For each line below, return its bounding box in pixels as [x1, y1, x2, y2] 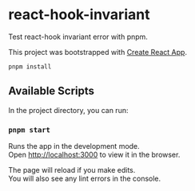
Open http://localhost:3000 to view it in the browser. [8, 150, 181, 160]
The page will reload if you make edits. [8, 166, 136, 175]
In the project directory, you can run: [8, 105, 129, 115]
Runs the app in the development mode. [8, 142, 140, 151]
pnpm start [8, 125, 50, 134]
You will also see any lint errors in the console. [8, 173, 161, 184]
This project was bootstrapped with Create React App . [8, 47, 188, 57]
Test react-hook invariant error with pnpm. [8, 32, 148, 41]
